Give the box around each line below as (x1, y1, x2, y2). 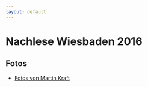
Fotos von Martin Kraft (14, 74, 70, 82)
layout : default (5, 8, 46, 15)
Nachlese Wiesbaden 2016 (5, 34, 143, 48)
